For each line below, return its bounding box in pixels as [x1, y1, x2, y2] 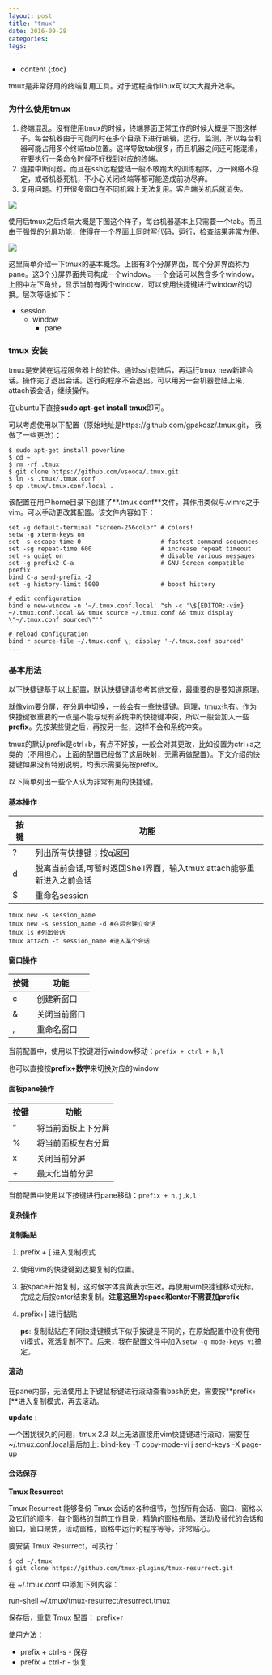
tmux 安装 [8, 345, 49, 356]
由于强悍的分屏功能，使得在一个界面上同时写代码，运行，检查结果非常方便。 [8, 227, 264, 236]
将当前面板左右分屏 [36, 1138, 111, 1149]
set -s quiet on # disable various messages [8, 551, 255, 560]
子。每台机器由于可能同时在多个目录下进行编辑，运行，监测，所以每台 [19, 133, 255, 143]
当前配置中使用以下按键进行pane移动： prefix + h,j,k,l [8, 1190, 197, 1200]
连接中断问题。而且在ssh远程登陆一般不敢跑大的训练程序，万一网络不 [19, 164, 253, 174]
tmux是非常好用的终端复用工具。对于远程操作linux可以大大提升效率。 [8, 81, 240, 91]
